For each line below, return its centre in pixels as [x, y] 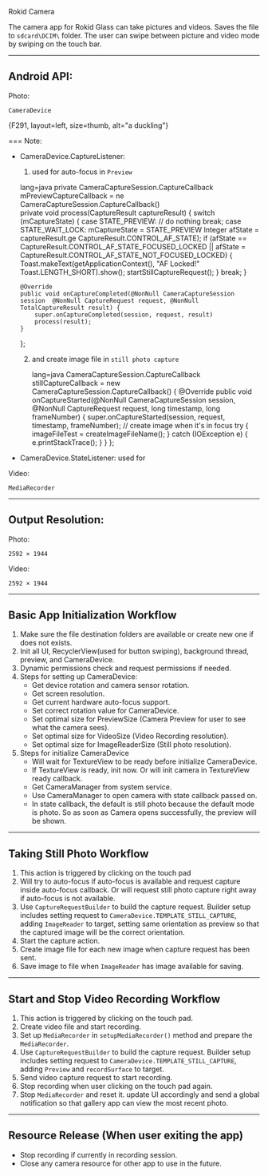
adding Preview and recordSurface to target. [92, 1069]
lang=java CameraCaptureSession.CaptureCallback [116, 374]
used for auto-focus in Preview [82, 172]
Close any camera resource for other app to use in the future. [120, 1163]
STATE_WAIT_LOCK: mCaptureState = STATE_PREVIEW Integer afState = [139, 229]
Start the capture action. [60, 941]
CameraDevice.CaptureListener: [73, 156]
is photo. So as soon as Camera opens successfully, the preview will [144, 812]
